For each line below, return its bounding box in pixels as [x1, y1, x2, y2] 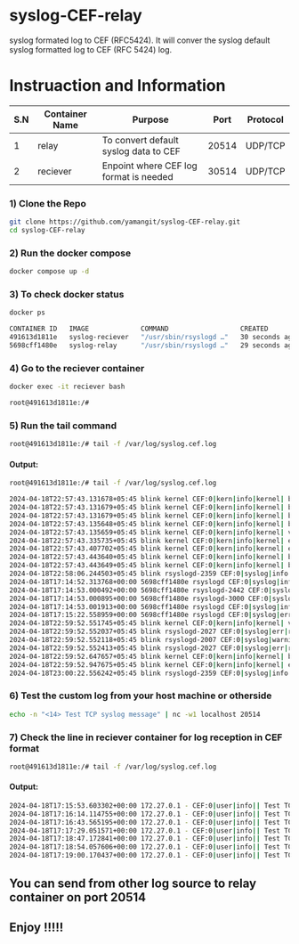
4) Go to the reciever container [9, 362, 145, 374]
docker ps [9, 308, 46, 317]
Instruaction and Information [9, 76, 226, 96]
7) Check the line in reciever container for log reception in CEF [9, 731, 283, 744]
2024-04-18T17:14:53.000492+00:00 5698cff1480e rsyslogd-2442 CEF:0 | [9, 585, 273, 595]
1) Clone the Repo [9, 197, 86, 209]
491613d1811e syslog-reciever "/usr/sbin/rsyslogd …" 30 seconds [9, 333, 280, 342]
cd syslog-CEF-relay [9, 226, 86, 235]
